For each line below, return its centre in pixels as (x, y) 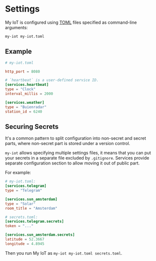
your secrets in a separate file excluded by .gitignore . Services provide (77, 158)
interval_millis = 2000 (29, 94)
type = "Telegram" (24, 191)
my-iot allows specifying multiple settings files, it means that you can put (78, 153)
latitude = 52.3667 (25, 239)
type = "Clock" (20, 89)
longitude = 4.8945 (25, 244)
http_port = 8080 (23, 71)
